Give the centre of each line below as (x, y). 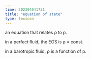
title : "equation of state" (34, 14)
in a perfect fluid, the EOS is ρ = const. (44, 42)
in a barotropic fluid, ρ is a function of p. (46, 51)
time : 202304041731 (25, 10)
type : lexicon (20, 19)
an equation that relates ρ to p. (36, 33)
